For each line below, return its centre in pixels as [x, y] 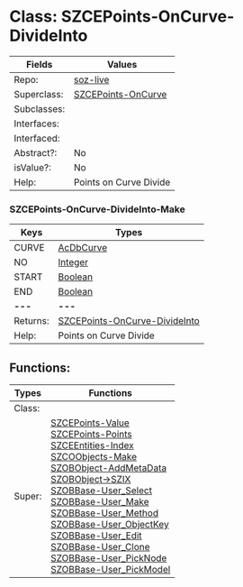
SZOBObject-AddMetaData [109, 468]
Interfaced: [37, 138]
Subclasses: [40, 108]
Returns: [31, 321]
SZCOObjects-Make [94, 457]
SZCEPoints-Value [90, 423]
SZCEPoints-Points [91, 435]
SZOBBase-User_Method [105, 513]
